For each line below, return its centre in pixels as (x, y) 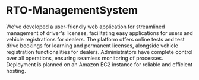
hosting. (16, 71)
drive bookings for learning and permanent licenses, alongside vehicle (92, 46)
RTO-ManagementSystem (72, 10)
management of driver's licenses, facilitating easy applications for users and (99, 33)
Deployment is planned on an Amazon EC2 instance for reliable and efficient (99, 64)
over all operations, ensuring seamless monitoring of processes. (85, 58)
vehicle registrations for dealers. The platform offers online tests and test (96, 39)
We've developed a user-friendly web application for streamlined (86, 27)
